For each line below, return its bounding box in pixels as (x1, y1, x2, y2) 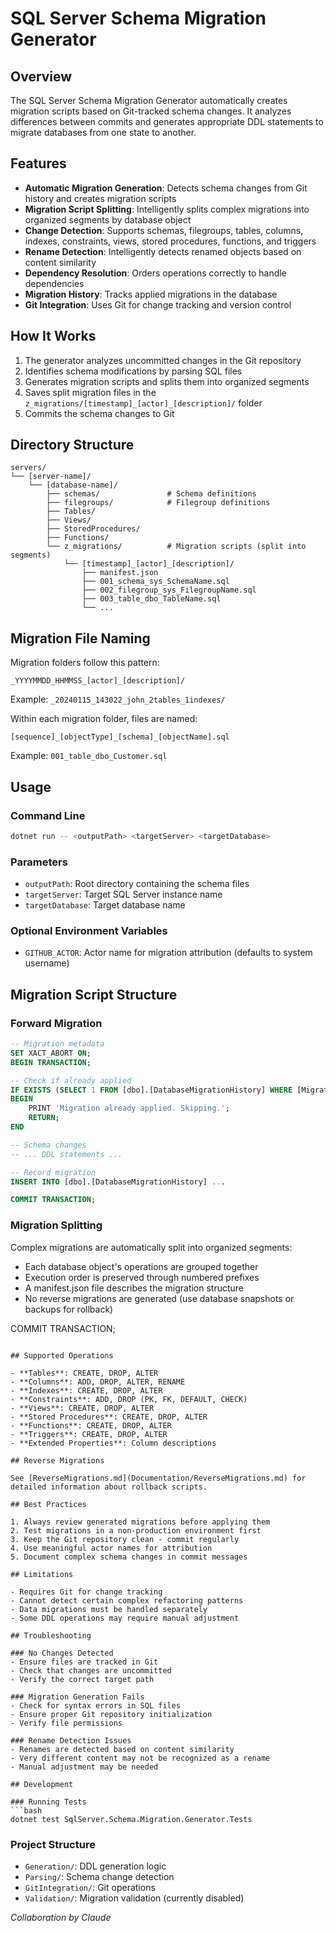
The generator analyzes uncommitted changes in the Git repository (24, 354, 302, 366)
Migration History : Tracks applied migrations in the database (24, 288, 278, 300)
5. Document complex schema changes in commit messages (10, 1552, 248, 1562)
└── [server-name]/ (10, 472, 92, 482)
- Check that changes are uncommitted (10, 1665, 172, 1676)
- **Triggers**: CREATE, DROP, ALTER (10, 1429, 168, 1439)
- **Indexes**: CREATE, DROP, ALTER (10, 1385, 163, 1396)
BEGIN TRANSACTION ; (10, 1057, 92, 1067)
